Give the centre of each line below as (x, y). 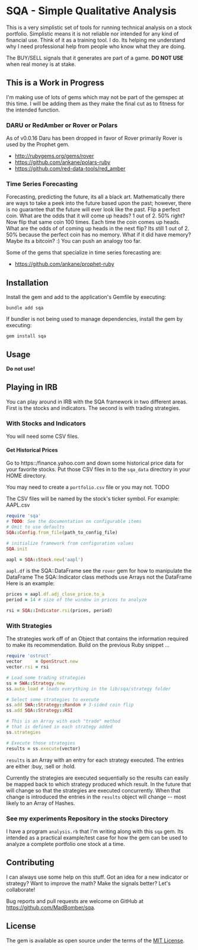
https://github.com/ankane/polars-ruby (63, 162)
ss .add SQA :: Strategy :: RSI (39, 711)
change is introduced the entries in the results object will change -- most (96, 797)
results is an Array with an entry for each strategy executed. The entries (95, 760)
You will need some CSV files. (43, 436)
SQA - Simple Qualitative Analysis (91, 11)
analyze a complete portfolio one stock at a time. (66, 844)
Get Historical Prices (32, 450)
